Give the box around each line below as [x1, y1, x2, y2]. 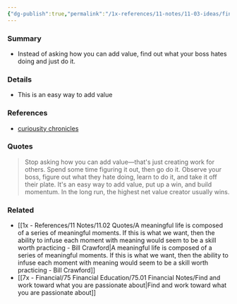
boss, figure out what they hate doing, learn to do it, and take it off [24, 172, 217, 181]
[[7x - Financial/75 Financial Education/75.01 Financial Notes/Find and [17, 274, 221, 282]
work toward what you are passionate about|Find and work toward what [17, 281, 227, 289]
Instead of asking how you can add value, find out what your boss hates [17, 49, 227, 58]
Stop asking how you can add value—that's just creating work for [24, 158, 215, 166]
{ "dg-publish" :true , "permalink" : [7, 10, 106, 18]
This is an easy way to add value [17, 91, 113, 99]
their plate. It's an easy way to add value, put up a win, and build [24, 180, 212, 189]
